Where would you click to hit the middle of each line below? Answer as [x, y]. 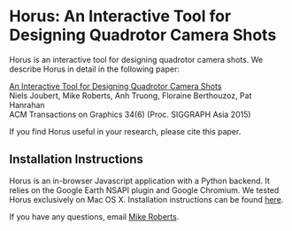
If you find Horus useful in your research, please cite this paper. [125, 131]
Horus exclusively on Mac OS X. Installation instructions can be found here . [146, 199]
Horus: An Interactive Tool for [120, 16]
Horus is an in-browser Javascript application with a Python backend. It [139, 181]
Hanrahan [27, 104]
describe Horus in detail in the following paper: [94, 69]
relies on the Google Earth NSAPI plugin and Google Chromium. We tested [144, 190]
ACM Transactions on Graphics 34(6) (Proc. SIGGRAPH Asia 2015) [130, 114]
